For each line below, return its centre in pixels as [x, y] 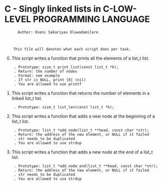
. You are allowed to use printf [48, 84]
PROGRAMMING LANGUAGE [91, 19]
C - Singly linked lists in [53, 9]
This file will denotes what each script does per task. [72, 49]
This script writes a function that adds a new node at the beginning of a [83, 116]
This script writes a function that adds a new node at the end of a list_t [82, 152]
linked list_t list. [27, 98]
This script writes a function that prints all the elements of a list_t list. [80, 58]
